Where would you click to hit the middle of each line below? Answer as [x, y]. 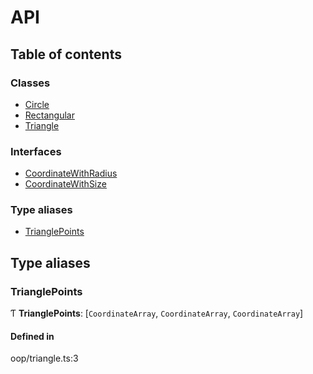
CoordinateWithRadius [71, 173]
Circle [37, 104]
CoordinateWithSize [65, 184]
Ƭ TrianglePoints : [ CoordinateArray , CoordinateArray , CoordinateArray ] [157, 313]
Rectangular [49, 115]
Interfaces [36, 151]
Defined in [32, 336]
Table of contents [66, 54]
